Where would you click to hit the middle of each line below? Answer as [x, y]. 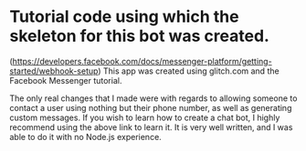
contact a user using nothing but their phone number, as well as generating [151, 107]
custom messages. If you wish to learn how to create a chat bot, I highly [145, 117]
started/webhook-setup [54, 71]
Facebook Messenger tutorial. [66, 80]
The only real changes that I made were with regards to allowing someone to [153, 98]
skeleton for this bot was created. [139, 36]
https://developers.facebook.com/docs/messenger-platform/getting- [142, 61]
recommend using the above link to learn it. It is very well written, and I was [151, 127]
